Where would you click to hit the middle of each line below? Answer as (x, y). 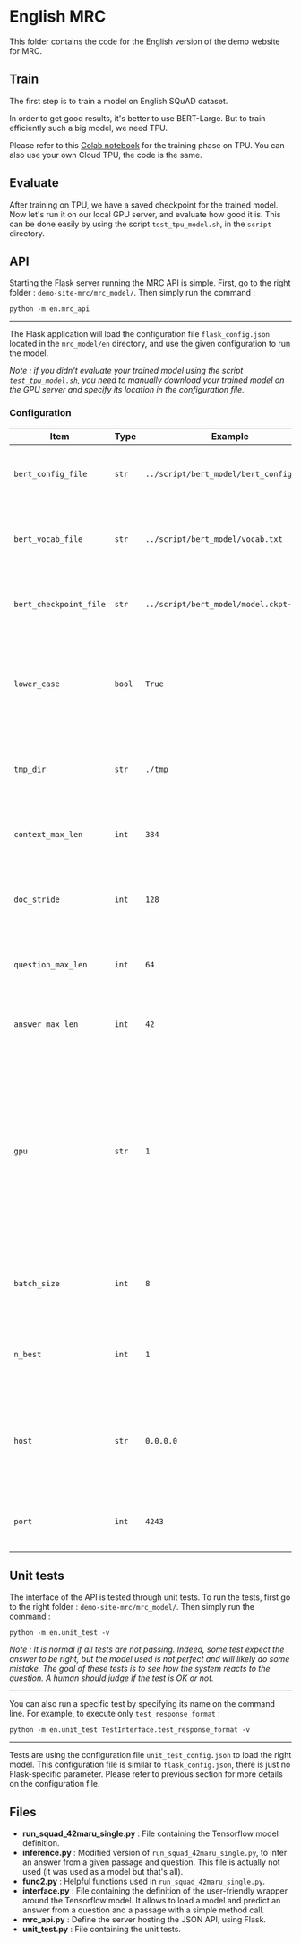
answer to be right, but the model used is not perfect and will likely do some (150, 1659)
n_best (28, 1354)
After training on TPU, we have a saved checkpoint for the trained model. (144, 205)
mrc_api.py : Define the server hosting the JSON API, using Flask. (144, 1920)
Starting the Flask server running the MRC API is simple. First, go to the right (150, 283)
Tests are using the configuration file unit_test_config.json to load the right (150, 1755)
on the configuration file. (55, 1784)
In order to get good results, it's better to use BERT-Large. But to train (138, 118)
